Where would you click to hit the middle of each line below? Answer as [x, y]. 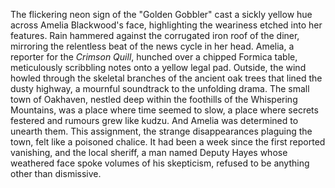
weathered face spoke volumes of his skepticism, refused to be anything [160, 163]
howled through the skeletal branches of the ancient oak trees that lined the [166, 78]
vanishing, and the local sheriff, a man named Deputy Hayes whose [149, 152]
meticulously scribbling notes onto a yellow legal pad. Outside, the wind [158, 67]
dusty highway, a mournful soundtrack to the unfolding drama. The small [160, 88]
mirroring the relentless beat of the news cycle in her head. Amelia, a [152, 46]
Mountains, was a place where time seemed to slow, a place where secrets [164, 110]
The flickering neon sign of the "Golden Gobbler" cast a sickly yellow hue [161, 14]
